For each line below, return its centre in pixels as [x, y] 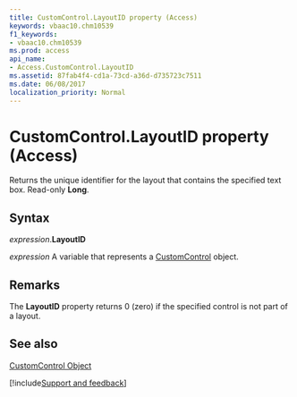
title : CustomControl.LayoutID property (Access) [104, 17]
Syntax [30, 218]
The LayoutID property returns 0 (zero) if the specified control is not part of [149, 307]
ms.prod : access [39, 51]
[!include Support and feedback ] [68, 383]
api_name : [28, 59]
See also [34, 344]
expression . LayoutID [48, 240]
